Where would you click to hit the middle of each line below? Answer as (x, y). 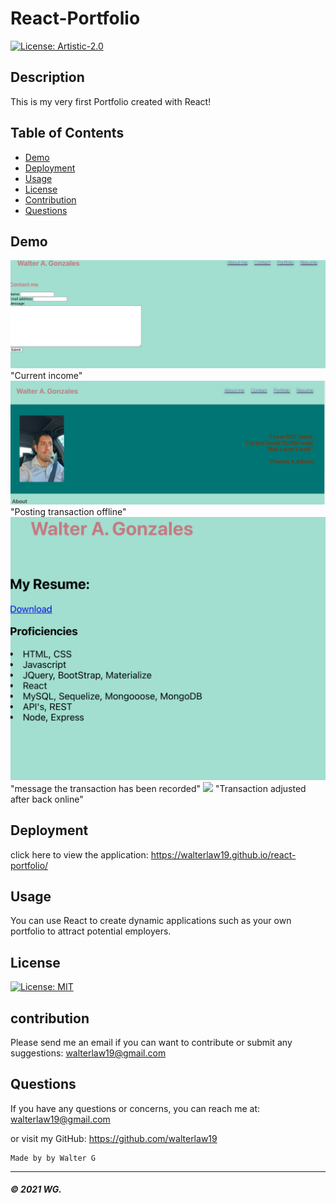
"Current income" (46, 375)
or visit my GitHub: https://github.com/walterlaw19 (114, 1138)
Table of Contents (67, 133)
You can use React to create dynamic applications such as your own (151, 921)
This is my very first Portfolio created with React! (111, 101)
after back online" (47, 799)
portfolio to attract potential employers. (91, 931)
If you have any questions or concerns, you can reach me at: (135, 1108)
